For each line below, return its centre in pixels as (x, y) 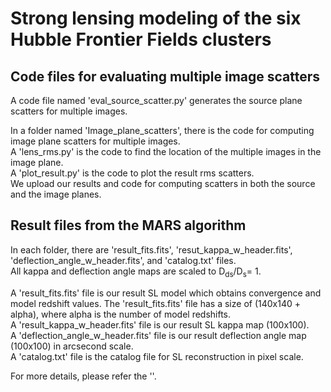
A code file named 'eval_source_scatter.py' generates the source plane (156, 100)
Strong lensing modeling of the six (156, 18)
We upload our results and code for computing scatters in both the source (163, 183)
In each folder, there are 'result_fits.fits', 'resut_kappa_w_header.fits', (151, 249)
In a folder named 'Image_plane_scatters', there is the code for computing (162, 130)
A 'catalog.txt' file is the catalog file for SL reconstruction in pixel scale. (157, 356)
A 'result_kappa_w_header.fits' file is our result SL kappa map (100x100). (160, 324)
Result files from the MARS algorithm (128, 225)
